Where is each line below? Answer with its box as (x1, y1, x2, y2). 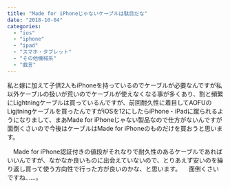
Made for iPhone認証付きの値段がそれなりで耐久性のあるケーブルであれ (12, 147, 217, 156)
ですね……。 (7, 173, 43, 181)
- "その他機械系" (13, 55, 57, 62)
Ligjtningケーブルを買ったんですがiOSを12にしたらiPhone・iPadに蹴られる (7, 107, 218, 115)
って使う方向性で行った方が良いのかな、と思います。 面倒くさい (30, 165, 219, 173)
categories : (7, 23, 41, 30)
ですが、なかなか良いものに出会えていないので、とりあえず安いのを (25, 156, 218, 164)
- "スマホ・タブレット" (13, 49, 72, 56)
